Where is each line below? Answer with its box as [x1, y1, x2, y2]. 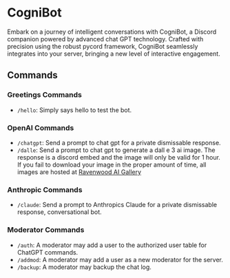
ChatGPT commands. [17, 248, 79, 256]
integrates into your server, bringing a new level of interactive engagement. [7, 50, 220, 58]
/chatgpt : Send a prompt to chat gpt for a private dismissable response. [17, 138, 222, 147]
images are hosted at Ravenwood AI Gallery [17, 167, 142, 176]
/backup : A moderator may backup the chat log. [17, 263, 151, 271]
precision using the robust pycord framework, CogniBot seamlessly [7, 42, 198, 50]
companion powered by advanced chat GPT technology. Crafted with [7, 34, 204, 43]
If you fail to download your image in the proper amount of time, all [17, 160, 207, 169]
